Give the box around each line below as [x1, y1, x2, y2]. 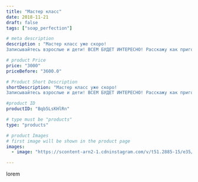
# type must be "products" [6, 117, 72, 123]
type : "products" [6, 122, 49, 128]
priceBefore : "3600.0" [6, 68, 62, 74]
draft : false [6, 19, 38, 25]
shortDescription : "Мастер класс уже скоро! [6, 84, 117, 90]
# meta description [6, 36, 54, 42]
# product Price [6, 57, 46, 63]
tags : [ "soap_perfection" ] [6, 25, 72, 31]
